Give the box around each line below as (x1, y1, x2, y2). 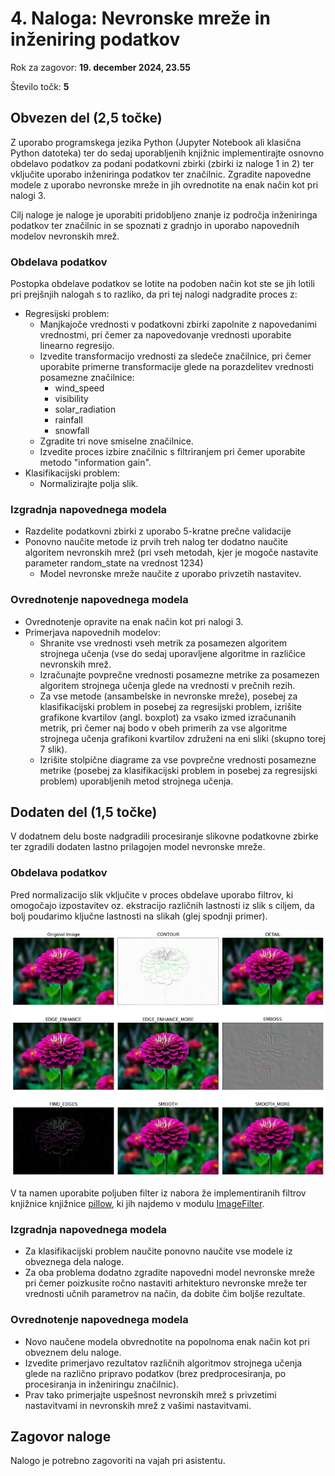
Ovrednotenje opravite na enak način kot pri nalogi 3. (24, 615, 244, 627)
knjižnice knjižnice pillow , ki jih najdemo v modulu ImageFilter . (10, 1198, 265, 1210)
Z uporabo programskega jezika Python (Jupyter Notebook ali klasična (10, 136, 302, 148)
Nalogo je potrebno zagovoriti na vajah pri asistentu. (10, 1455, 226, 1467)
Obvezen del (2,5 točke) (10, 110, 163, 127)
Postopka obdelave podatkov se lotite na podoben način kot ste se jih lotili (10, 278, 315, 290)
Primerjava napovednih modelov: (24, 626, 161, 638)
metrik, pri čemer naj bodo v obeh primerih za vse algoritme (39, 722, 288, 734)
